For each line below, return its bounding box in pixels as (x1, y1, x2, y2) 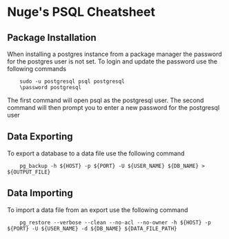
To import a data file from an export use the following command (7, 205, 188, 214)
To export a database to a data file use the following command (7, 149, 185, 157)
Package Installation (7, 32, 97, 44)
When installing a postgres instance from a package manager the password (7, 50, 222, 58)
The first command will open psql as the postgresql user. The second (7, 96, 204, 104)
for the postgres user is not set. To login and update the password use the (7, 57, 218, 66)
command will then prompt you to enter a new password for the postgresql (7, 104, 220, 111)
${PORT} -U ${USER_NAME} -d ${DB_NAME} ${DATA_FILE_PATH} (7, 225, 177, 232)
